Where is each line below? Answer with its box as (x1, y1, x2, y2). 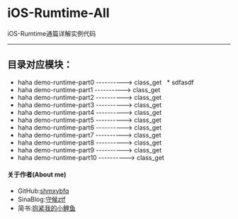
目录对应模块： (7, 59, 73, 71)
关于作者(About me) (7, 170, 67, 179)
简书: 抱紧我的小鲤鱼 (17, 203, 76, 212)
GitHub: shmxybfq (17, 186, 69, 195)
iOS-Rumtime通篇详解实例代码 (7, 29, 96, 38)
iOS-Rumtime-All (7, 5, 110, 21)
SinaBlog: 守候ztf (17, 195, 66, 203)
